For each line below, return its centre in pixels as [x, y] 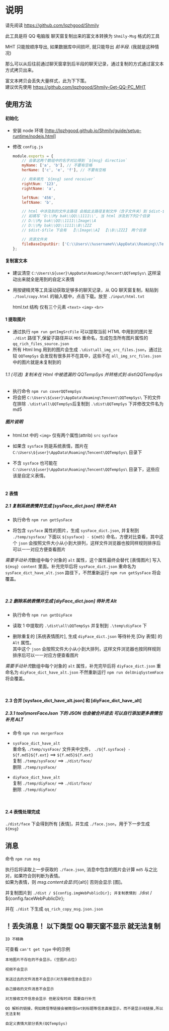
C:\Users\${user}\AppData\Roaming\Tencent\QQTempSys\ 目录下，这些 [84, 469]
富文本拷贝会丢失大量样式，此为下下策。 [47, 81]
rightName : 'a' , [39, 189]
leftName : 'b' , [38, 202]
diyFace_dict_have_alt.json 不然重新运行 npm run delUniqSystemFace [91, 672]
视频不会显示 [17, 969]
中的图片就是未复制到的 [37, 362]
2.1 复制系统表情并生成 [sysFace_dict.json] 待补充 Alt [61, 506]
